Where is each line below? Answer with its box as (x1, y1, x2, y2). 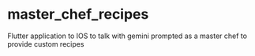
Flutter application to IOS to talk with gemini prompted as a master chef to (7, 31, 248, 40)
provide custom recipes (7, 39, 84, 48)
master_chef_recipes (7, 5, 149, 23)
